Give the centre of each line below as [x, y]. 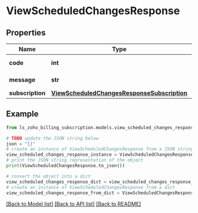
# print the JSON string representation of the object [75, 160]
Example [22, 114]
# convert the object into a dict [49, 176]
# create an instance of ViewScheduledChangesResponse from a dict [91, 187]
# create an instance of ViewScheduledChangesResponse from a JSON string [100, 149]
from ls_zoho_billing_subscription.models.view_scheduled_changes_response [101, 127]
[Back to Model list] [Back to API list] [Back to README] [74, 204]
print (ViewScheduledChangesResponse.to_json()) [66, 166]
